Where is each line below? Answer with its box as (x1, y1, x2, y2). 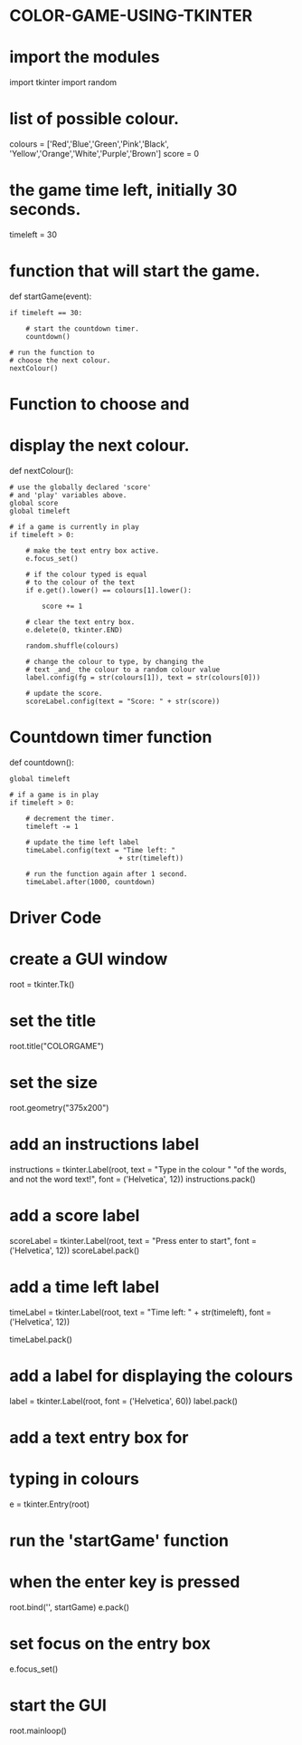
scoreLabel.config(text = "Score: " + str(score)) (25, 697, 221, 707)
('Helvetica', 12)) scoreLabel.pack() (9, 1245, 140, 1256)
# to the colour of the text (25, 578, 136, 587)
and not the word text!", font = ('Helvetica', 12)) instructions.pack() (9, 1173, 256, 1184)
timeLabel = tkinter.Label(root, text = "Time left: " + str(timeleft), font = (9, 1306, 272, 1317)
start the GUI (9, 1695, 107, 1716)
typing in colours (9, 1469, 140, 1490)
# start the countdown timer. (25, 323, 140, 333)
